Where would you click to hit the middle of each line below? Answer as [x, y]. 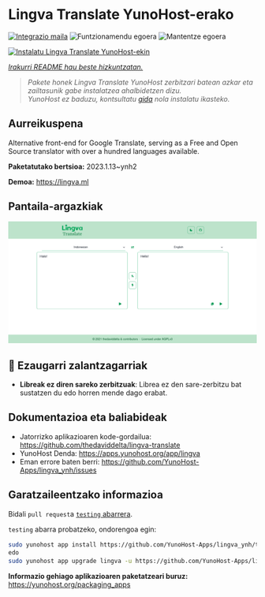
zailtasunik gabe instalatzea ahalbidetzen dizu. [105, 90]
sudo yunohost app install [52, 545]
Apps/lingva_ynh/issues [58, 470]
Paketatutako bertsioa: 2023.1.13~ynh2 [73, 166]
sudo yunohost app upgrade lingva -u [70, 562]
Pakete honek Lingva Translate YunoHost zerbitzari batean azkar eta [140, 82]
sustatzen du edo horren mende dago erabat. [93, 393]
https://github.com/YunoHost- [150, 461]
